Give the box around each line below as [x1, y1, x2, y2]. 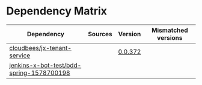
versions [157, 33, 183, 42]
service [9, 51, 31, 60]
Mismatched [151, 26, 188, 34]
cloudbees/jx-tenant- [9, 43, 72, 52]
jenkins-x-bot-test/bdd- [9, 61, 82, 69]
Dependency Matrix [6, 4, 107, 18]
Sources [88, 30, 112, 38]
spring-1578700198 [9, 68, 70, 77]
